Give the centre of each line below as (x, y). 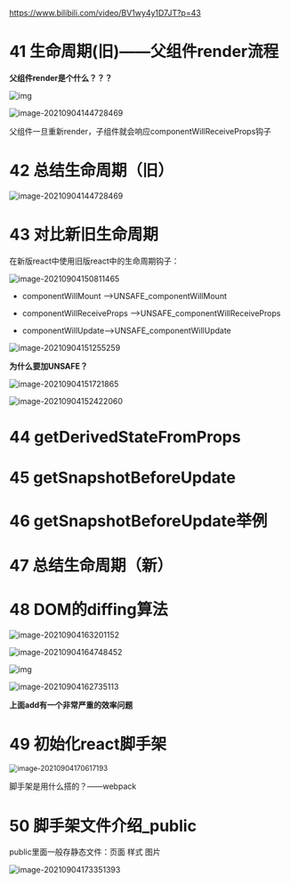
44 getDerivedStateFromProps (125, 437)
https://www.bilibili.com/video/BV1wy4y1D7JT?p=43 (105, 13)
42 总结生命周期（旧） (92, 170)
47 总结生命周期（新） (91, 565)
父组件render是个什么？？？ (61, 77)
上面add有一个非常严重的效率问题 (71, 705)
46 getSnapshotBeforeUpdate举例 (138, 521)
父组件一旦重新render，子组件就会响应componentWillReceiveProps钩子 (140, 131)
